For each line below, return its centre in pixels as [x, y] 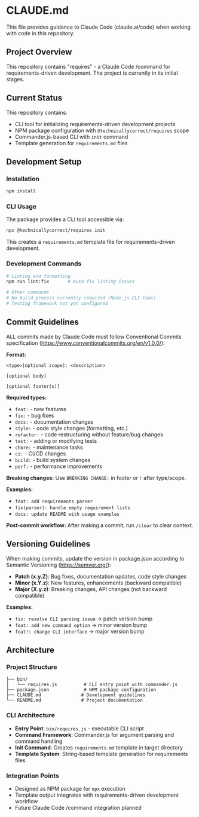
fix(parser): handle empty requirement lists [72, 508]
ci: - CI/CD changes [40, 453]
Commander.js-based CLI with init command [71, 137]
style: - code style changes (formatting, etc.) [71, 428]
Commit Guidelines [43, 322]
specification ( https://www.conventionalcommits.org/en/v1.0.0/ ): [86, 343]
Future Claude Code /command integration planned [78, 807]
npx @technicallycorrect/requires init [56, 231]
